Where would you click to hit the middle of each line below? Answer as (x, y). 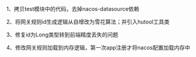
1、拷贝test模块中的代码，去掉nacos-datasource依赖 (73, 9)
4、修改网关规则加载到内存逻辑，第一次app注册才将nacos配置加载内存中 (98, 48)
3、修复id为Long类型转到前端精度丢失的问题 (62, 35)
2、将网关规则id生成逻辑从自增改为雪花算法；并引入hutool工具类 (88, 22)
